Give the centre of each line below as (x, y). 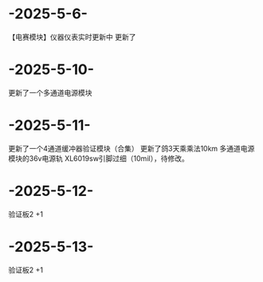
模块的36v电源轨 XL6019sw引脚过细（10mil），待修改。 (98, 158)
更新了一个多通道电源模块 (50, 92)
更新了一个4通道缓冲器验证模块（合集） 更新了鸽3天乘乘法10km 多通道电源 (131, 148)
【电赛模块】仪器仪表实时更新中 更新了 (72, 37)
